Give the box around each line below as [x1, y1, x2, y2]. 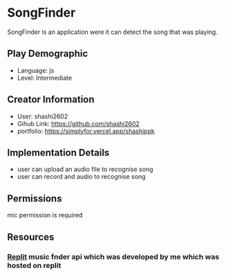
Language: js [17, 66, 55, 74]
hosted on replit [7, 260, 62, 270]
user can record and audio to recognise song [17, 172, 147, 181]
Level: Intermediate [17, 73, 73, 82]
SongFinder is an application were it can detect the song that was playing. [7, 28, 218, 36]
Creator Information [7, 93, 95, 105]
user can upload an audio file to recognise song [17, 165, 153, 174]
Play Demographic [7, 48, 88, 60]
